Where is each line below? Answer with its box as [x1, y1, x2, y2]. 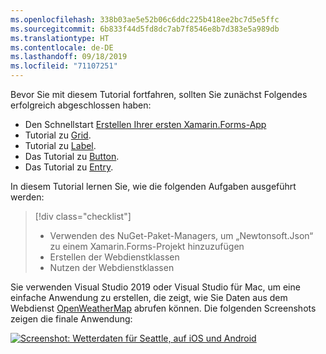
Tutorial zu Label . [24, 140, 97, 151]
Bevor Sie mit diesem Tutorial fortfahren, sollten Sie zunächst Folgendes [10, 89, 308, 100]
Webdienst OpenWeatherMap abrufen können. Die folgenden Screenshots [10, 302, 317, 314]
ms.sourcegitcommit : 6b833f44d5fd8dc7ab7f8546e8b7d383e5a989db [10, 24, 280, 34]
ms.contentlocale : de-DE [10, 42, 114, 53]
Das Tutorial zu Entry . [24, 161, 114, 173]
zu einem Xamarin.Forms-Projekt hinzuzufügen [49, 241, 245, 252]
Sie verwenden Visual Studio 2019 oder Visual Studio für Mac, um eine [10, 281, 301, 293]
